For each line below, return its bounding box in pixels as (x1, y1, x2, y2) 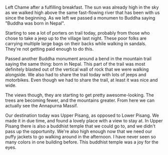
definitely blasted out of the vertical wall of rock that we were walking (5, 66, 149, 72)
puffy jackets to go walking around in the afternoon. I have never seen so (5, 134, 156, 139)
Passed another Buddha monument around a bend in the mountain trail (5, 56, 152, 62)
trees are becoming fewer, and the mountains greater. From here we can (5, 97, 154, 103)
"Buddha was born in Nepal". (5, 20, 65, 26)
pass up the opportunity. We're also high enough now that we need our (5, 128, 152, 134)
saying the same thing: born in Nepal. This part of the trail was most (5, 61, 145, 67)
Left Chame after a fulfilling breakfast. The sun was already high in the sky (5, 5, 159, 10)
